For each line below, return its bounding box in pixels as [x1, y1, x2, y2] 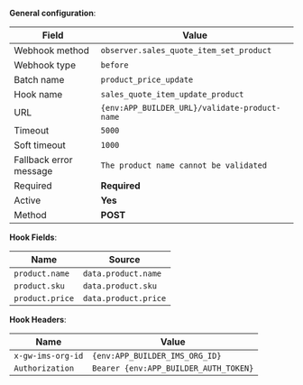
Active [14, 194, 41, 206]
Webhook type [14, 59, 77, 71]
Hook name [14, 88, 63, 100]
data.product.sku [82, 281, 158, 291]
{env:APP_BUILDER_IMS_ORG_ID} [91, 351, 222, 361]
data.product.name [82, 269, 162, 279]
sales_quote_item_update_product [100, 89, 244, 99]
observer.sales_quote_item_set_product [100, 45, 272, 55]
